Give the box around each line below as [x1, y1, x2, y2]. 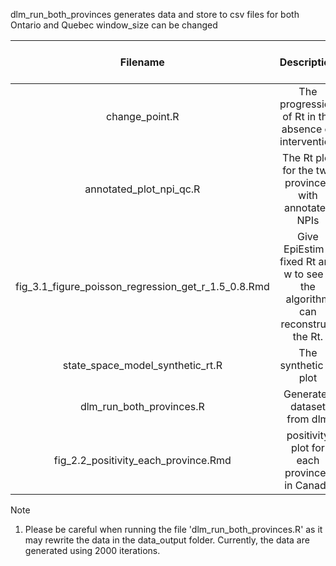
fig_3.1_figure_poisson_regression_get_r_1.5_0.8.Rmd [15, 280, 270, 293]
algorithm [285, 292, 331, 306]
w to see [283, 267, 324, 281]
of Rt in [282, 110, 317, 123]
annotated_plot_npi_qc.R [84, 182, 201, 196]
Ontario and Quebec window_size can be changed [10, 19, 218, 31]
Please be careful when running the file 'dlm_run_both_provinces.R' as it [24, 524, 323, 535]
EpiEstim [283, 242, 325, 256]
